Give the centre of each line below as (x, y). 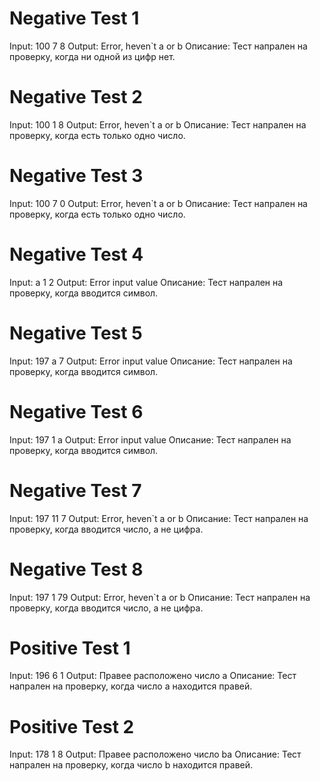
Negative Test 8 (76, 569)
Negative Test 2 (76, 97)
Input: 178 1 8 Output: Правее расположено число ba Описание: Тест (155, 754)
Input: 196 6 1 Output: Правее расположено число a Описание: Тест (153, 676)
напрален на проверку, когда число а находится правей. (131, 686)
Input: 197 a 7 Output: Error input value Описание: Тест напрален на (151, 361)
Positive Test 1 (70, 648)
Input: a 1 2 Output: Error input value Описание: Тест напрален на (146, 282)
